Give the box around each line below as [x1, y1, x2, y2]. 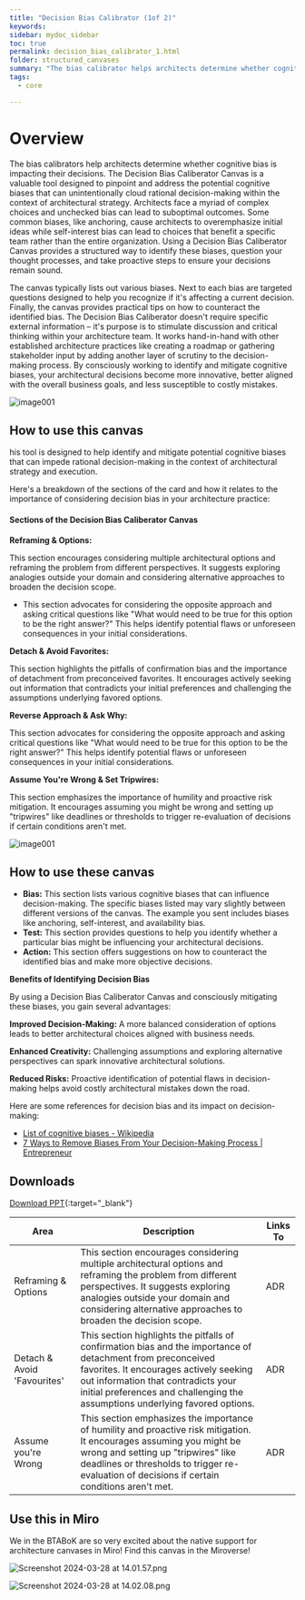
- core [17, 81, 43, 90]
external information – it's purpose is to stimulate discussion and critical [9, 320, 278, 332]
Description [143, 1225, 195, 1238]
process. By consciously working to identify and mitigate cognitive [38, 359, 288, 370]
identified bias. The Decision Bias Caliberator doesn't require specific [9, 311, 269, 322]
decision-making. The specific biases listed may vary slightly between [22, 898, 286, 910]
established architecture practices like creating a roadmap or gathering [9, 340, 275, 351]
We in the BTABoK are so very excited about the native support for [9, 1535, 257, 1546]
